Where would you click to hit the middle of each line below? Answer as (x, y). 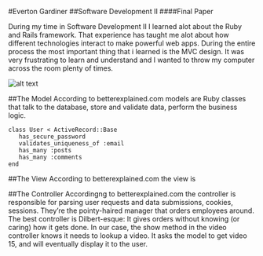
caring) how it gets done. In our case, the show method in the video (117, 227)
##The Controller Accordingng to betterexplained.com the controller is (122, 194)
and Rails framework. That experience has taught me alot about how (119, 35)
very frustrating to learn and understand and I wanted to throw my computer (131, 60)
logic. (17, 115)
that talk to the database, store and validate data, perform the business (123, 107)
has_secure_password (52, 137)
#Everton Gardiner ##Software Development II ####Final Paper (111, 11)
